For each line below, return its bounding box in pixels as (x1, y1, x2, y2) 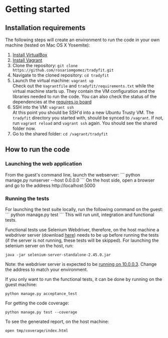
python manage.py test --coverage (5, 309, 78, 314)
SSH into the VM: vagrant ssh (12, 104, 74, 110)
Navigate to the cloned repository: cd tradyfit (12, 72, 109, 78)
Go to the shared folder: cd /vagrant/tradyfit (12, 131, 108, 136)
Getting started (5, 4, 70, 15)
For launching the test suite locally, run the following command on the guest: (5, 206, 163, 212)
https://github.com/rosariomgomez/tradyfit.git (12, 68, 114, 73)
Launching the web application (5, 160, 82, 167)
